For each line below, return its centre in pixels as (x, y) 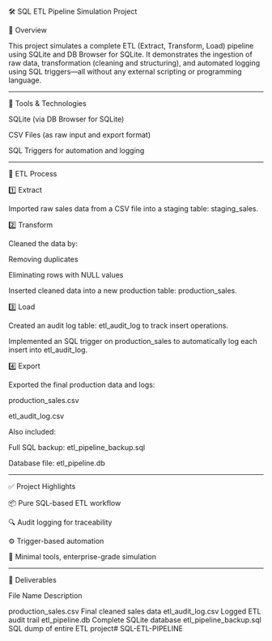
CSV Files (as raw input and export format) (80, 135)
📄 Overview (28, 30)
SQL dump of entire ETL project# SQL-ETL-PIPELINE (96, 628)
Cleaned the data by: (43, 244)
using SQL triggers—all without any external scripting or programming (125, 72)
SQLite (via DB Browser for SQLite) (66, 119)
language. (25, 80)
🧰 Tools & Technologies (47, 103)
